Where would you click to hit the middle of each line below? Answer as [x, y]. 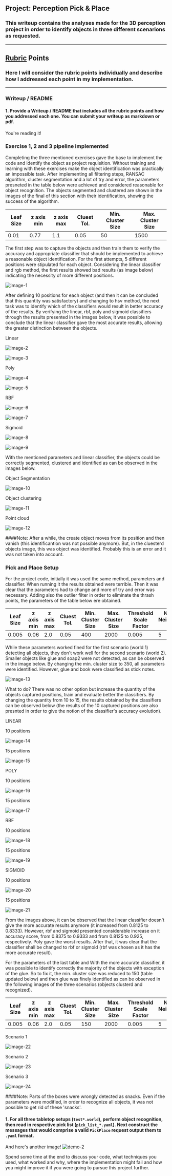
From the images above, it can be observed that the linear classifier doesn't [85, 920]
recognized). [19, 990]
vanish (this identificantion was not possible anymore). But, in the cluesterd [84, 543]
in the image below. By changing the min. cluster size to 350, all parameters [85, 664]
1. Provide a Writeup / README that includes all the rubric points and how [85, 110]
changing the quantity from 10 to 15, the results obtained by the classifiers [83, 700]
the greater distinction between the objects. [51, 328]
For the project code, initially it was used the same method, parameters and [85, 579]
